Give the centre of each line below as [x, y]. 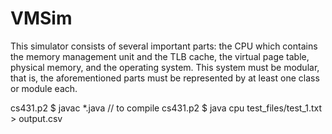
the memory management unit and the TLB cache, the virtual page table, [160, 56]
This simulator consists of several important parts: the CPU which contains [164, 46]
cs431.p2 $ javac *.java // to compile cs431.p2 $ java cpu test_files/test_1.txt [166, 108]
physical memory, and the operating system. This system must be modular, [165, 67]
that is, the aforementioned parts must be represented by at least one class [165, 78]
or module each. [44, 88]
